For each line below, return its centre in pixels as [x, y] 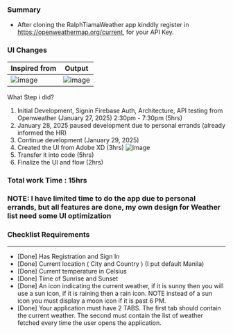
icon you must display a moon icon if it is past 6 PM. [92, 301]
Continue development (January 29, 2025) [78, 140]
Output [77, 68]
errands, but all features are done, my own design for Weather [114, 208]
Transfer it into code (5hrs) [55, 155]
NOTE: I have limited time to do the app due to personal [102, 199]
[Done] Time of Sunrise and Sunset [68, 278]
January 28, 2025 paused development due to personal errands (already [121, 125]
